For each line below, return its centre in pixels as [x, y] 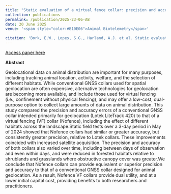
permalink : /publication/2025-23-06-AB [48, 19]
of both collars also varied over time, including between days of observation [85, 148]
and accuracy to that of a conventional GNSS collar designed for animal [80, 170]
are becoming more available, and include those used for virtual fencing [81, 94]
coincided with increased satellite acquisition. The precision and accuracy [83, 143]
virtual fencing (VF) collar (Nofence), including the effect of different [77, 121]
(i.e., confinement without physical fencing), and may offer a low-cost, [79, 99]
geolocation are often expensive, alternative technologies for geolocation [82, 89]
